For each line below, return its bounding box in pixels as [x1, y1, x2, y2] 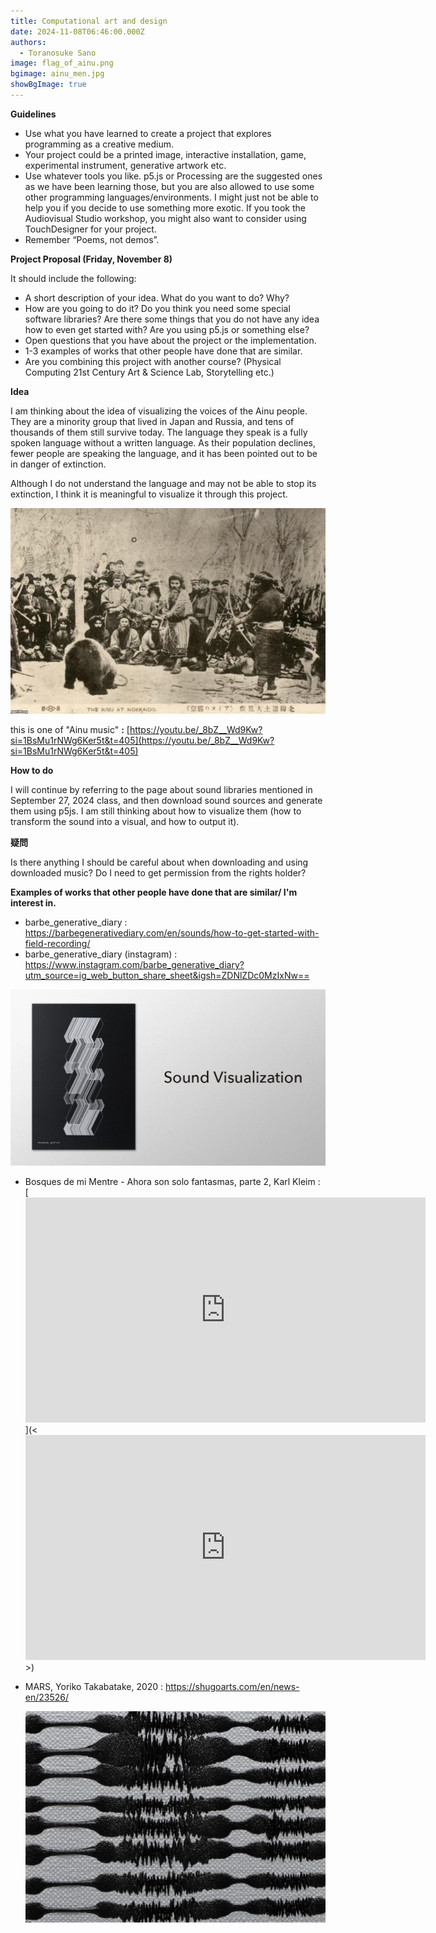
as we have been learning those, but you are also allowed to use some [24, 180, 315, 192]
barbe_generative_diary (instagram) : [24, 948, 178, 960]
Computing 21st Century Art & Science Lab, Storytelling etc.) [24, 366, 275, 378]
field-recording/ [24, 937, 91, 949]
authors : [10, 37, 47, 47]
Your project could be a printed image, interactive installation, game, [24, 148, 307, 160]
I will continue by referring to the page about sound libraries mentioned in [10, 783, 313, 795]
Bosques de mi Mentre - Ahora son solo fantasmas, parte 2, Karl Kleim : [24, 1175, 321, 1187]
